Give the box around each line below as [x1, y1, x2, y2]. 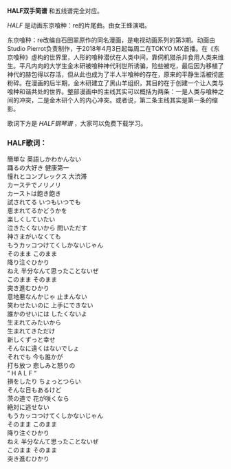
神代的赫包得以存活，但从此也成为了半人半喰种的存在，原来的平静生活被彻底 [7, 70, 224, 78]
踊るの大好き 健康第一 [7, 164, 69, 172]
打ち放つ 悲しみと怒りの [7, 361, 76, 370]
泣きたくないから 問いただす [7, 223, 87, 232]
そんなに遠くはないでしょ [7, 344, 80, 353]
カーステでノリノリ [7, 181, 62, 189]
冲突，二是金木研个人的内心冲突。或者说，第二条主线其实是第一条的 [19, 96, 212, 104]
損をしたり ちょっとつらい [7, 378, 81, 386]
